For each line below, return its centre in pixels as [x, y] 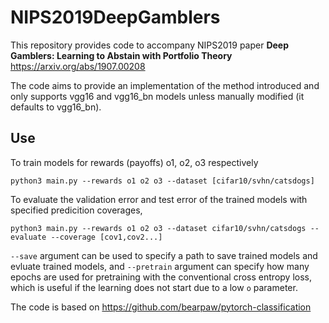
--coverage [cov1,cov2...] [106, 237]
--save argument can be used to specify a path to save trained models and [164, 255]
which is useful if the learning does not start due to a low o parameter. [154, 287]
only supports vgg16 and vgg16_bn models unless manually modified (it [157, 96]
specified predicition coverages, [76, 210]
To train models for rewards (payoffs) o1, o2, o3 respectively [134, 162]
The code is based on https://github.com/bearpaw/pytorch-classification [161, 307]
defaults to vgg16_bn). [56, 107]
